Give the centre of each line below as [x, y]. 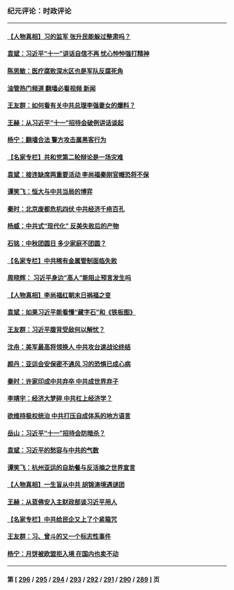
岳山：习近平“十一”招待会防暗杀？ [56, 433]
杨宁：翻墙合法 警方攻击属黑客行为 [57, 140]
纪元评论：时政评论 [39, 10]
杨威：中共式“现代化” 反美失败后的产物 [63, 226]
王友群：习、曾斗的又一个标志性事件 [59, 536]
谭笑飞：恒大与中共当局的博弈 [50, 192]
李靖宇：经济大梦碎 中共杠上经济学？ [60, 398]
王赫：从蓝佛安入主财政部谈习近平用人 [62, 502]
